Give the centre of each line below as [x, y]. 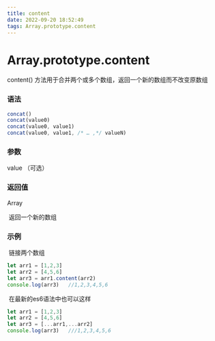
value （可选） [28, 168]
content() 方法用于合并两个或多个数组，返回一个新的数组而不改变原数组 [107, 80]
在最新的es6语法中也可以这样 [50, 299]
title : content [29, 13]
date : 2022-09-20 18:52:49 [45, 20]
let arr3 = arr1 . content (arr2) [52, 278]
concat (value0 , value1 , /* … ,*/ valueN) [67, 133]
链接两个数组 [27, 253]
